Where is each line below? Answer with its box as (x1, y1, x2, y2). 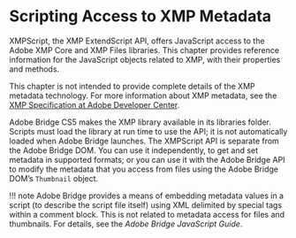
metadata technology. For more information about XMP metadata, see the (9, 90, 277, 101)
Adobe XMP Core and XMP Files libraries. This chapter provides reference (9, 44, 280, 55)
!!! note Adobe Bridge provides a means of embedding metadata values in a (9, 190, 285, 201)
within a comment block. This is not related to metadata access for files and (9, 209, 285, 219)
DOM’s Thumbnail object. (9, 173, 99, 183)
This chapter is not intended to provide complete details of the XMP (9, 81, 255, 91)
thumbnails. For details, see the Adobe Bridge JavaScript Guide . (9, 219, 243, 229)
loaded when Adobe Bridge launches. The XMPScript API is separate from (9, 135, 280, 146)
